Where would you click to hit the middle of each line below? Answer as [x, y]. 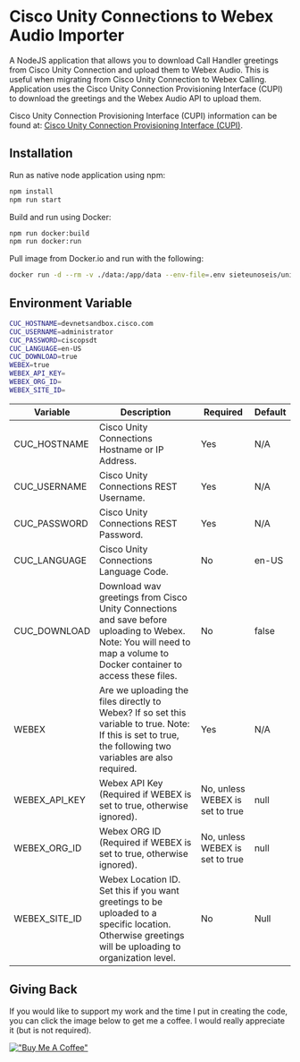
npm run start [36, 200]
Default [270, 412]
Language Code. [133, 571]
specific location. [135, 924]
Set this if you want [139, 890]
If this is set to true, [139, 734]
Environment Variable [71, 303]
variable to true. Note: [144, 724]
